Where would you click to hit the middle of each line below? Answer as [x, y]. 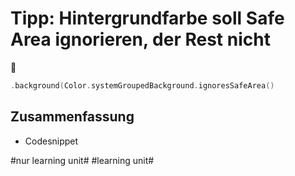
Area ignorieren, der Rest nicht [140, 39]
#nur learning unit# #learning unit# [82, 160]
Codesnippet [51, 141]
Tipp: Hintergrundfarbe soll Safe [147, 18]
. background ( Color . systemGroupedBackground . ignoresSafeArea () [142, 85]
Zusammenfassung [72, 117]
